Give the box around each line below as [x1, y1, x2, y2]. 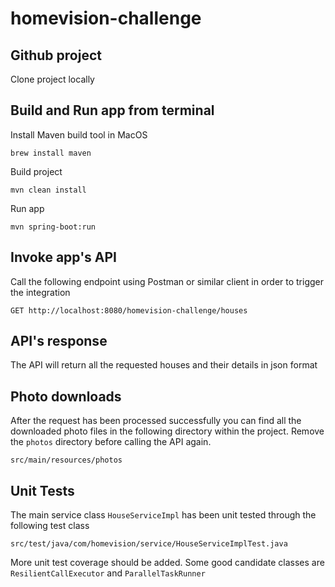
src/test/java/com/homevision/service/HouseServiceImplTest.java [10, 539, 288, 549]
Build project [10, 165, 63, 177]
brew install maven [10, 148, 92, 158]
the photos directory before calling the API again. [10, 436, 212, 448]
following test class [10, 520, 90, 532]
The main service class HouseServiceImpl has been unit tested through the [10, 509, 317, 521]
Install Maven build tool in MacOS [10, 128, 148, 141]
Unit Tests [10, 482, 75, 499]
